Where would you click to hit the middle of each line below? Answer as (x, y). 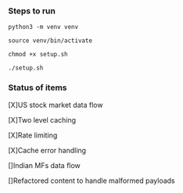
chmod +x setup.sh (38, 55)
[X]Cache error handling (47, 150)
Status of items (38, 88)
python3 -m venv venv (43, 27)
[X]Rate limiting (33, 135)
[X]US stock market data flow (56, 105)
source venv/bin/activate (50, 41)
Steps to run (32, 11)
